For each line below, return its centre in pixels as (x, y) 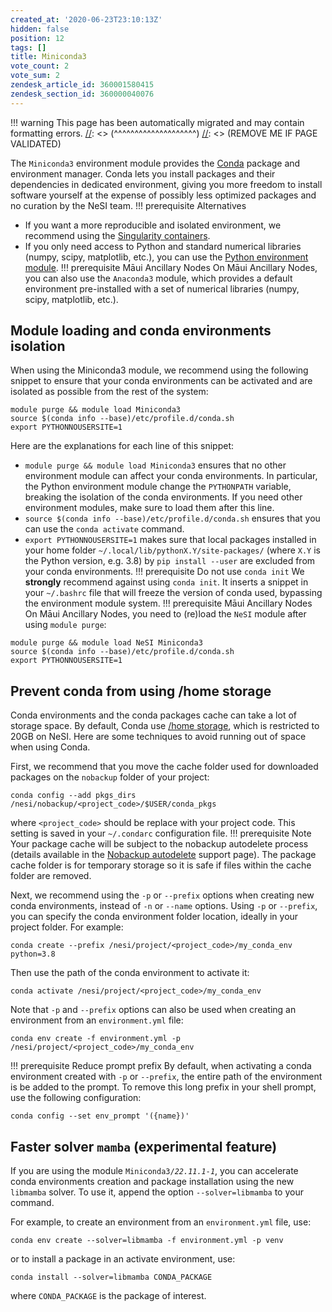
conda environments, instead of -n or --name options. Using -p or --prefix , (164, 906)
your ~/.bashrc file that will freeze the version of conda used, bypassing (173, 593)
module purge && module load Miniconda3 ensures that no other (155, 465)
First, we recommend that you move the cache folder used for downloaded (164, 767)
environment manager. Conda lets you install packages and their (143, 173)
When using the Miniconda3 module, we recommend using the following (159, 370)
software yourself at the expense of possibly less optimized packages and (163, 195)
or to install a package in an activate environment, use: (123, 1259)
